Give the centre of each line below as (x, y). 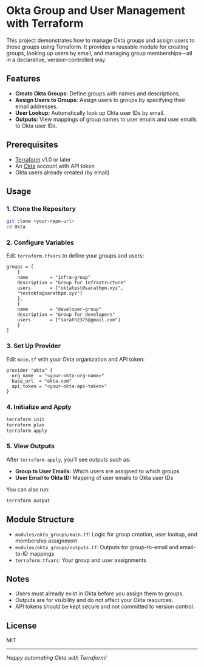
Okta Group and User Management (96, 11)
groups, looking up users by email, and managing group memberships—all (99, 53)
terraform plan (25, 425)
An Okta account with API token (55, 166)
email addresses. (36, 106)
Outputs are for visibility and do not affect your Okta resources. (94, 600)
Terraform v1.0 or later (43, 159)
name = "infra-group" (54, 278)
